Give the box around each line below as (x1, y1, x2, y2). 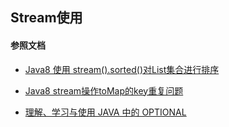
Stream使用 (10, 9, 83, 27)
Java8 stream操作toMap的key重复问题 (24, 84, 184, 97)
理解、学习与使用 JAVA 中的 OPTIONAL (24, 106, 187, 118)
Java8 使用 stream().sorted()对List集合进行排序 (24, 63, 220, 75)
